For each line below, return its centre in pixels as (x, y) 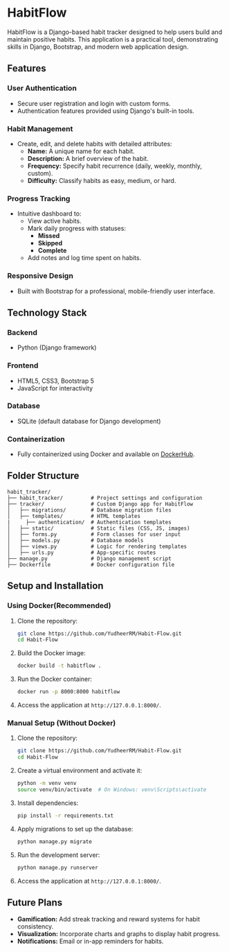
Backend (22, 332)
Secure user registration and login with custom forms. (94, 103)
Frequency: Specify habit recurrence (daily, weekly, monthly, (114, 166)
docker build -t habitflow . (59, 666)
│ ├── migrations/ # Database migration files (89, 510)
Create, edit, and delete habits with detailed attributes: (94, 144)
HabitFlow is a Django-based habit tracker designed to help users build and (115, 32)
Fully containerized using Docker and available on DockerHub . (106, 454)
